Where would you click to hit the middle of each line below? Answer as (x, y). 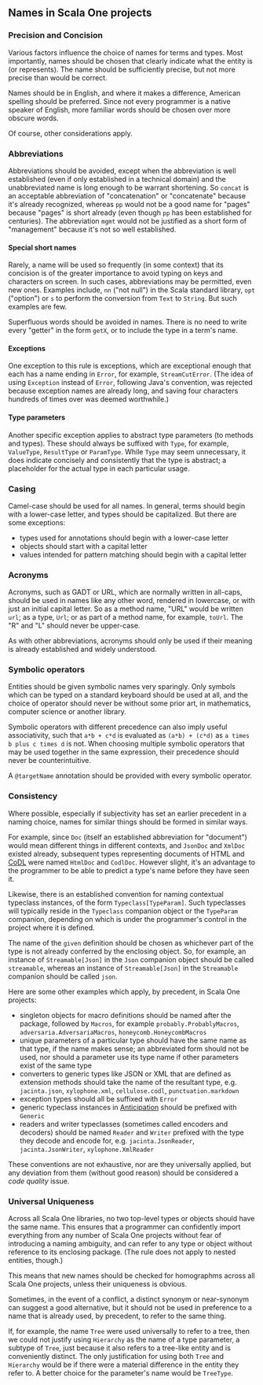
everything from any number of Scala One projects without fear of (115, 1235)
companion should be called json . (63, 976)
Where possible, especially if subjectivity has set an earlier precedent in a (128, 813)
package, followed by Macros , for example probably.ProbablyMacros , (129, 1024)
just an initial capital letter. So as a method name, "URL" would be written (126, 609)
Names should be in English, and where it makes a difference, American (124, 93)
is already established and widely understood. (82, 650)
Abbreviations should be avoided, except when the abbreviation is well (122, 170)
